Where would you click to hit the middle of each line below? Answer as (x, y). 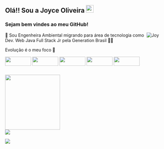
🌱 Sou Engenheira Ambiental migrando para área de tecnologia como (75, 35)
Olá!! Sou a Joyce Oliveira (45, 11)
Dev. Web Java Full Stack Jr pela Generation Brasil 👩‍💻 (59, 40)
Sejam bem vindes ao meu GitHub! (47, 24)
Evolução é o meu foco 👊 (30, 50)
